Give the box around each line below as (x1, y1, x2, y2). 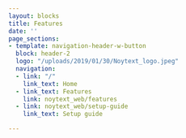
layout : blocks (8, 11, 60, 20)
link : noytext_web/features (23, 95, 117, 103)
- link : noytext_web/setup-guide (15, 102, 129, 110)
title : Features (8, 19, 63, 28)
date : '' (8, 27, 38, 35)
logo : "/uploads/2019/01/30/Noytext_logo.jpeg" (15, 58, 180, 66)
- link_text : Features (15, 87, 92, 96)
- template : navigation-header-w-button (8, 42, 147, 50)
